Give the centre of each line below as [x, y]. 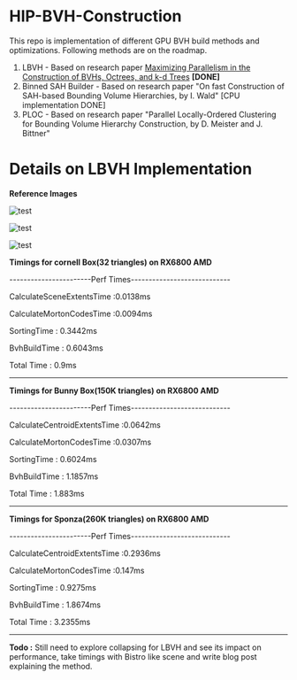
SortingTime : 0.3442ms [53, 330]
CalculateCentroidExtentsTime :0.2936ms [85, 553]
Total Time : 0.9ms [43, 365]
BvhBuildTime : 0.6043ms [56, 348]
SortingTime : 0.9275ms [53, 587]
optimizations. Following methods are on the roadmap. [108, 50]
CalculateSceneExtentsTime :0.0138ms [80, 296]
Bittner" [36, 133]
